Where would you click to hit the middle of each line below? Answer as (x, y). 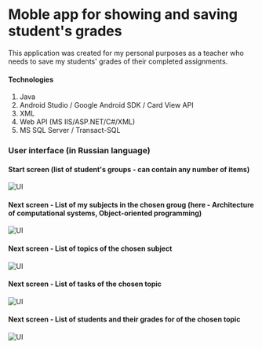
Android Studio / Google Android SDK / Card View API (106, 105)
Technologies (31, 79)
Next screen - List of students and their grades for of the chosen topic (124, 319)
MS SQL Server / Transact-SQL (70, 130)
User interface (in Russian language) (79, 151)
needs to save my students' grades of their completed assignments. (118, 61)
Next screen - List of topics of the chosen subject (90, 248)
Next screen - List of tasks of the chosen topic (85, 284)
